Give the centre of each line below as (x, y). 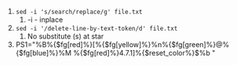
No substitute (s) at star (66, 36)
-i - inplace (45, 20)
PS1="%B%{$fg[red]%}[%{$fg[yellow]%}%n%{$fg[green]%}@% (122, 45)
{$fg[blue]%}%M (44, 53)
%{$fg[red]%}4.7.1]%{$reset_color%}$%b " (144, 53)
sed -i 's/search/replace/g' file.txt (79, 12)
